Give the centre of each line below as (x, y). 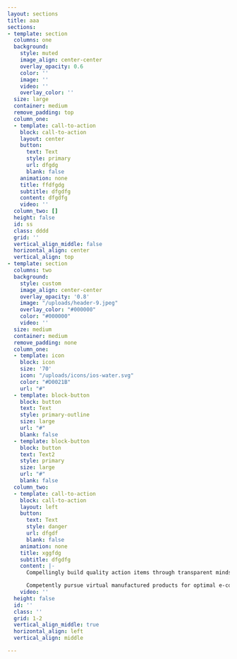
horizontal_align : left (48, 631)
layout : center (42, 139)
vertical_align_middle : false (58, 244)
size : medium (33, 329)
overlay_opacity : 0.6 (51, 66)
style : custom (41, 284)
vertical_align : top (44, 257)
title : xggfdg (41, 553)
